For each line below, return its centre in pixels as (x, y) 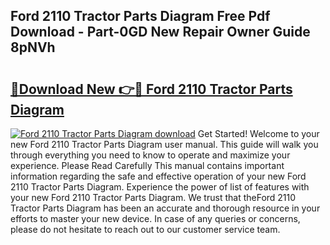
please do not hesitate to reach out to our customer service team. (145, 229)
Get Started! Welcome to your (258, 133)
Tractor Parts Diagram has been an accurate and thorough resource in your (165, 208)
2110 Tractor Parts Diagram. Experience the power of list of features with (160, 187)
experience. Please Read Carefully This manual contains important (147, 165)
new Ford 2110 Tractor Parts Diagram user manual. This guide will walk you (164, 144)
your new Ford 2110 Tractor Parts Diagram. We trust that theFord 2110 (153, 197)
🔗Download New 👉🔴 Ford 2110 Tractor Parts (151, 89)
